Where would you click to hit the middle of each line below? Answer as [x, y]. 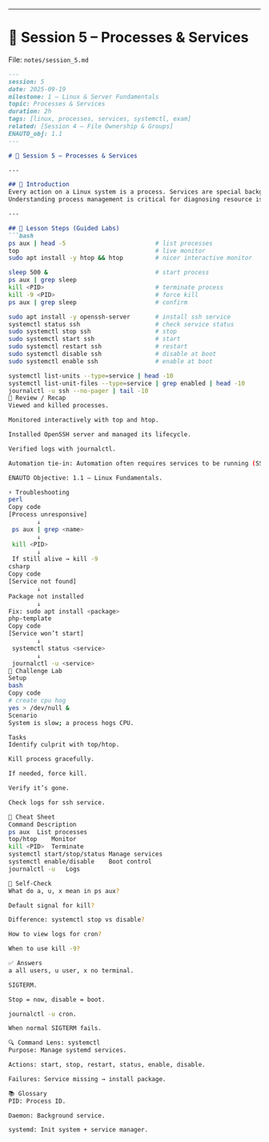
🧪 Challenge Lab [35, 671]
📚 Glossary [28, 1093]
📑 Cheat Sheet [32, 817]
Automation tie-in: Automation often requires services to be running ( [132, 463]
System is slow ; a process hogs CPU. [71, 723]
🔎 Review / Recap [37, 398]
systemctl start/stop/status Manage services [85, 854]
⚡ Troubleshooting [39, 492]
